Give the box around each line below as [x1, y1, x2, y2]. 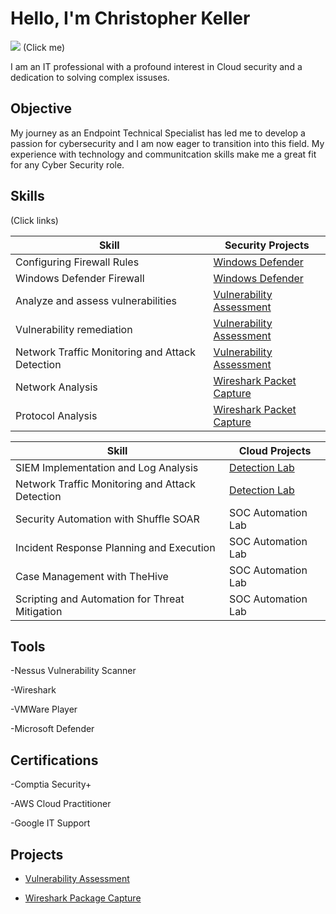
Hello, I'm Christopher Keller [10, 7, 251, 30]
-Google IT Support [10, 817, 91, 829]
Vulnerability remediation [15, 322, 133, 336]
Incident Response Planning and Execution [15, 540, 216, 554]
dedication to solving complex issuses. [10, 71, 170, 83]
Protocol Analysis [15, 408, 98, 422]
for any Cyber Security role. [10, 158, 125, 171]
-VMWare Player [10, 703, 78, 716]
